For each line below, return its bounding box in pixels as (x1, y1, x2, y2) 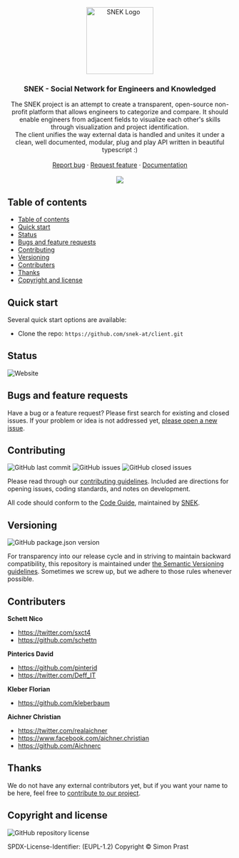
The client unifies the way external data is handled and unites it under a (15, 131, 225, 139)
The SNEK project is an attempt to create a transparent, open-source (10, 100, 214, 108)
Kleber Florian (7, 685, 51, 693)
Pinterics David (7, 650, 54, 658)
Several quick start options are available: (7, 315, 127, 324)
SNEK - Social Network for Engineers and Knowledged (24, 84, 216, 94)
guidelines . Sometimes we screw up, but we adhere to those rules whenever (7, 567, 232, 576)
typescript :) (102, 146, 138, 154)
